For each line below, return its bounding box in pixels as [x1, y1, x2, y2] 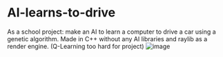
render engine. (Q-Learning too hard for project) [7, 42, 144, 50]
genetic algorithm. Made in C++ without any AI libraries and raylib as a [7, 34, 208, 43]
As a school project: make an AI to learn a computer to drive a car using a [7, 27, 216, 36]
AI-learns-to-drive [7, 5, 116, 21]
